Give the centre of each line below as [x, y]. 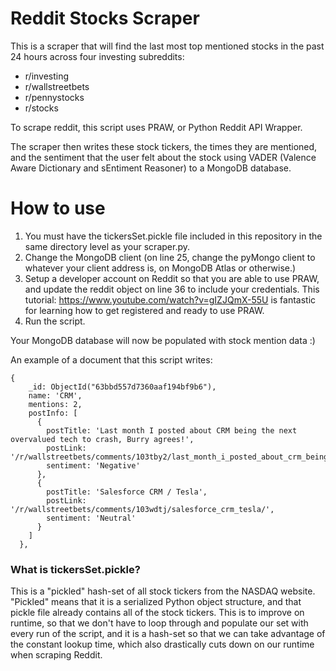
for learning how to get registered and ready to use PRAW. [144, 310]
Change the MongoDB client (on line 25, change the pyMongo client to [170, 257]
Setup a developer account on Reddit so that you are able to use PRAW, [172, 278]
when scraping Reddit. [56, 655]
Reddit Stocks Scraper [105, 18]
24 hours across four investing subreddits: [97, 56]
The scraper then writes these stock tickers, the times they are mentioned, [164, 146]
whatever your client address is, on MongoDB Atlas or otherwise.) [160, 268]
